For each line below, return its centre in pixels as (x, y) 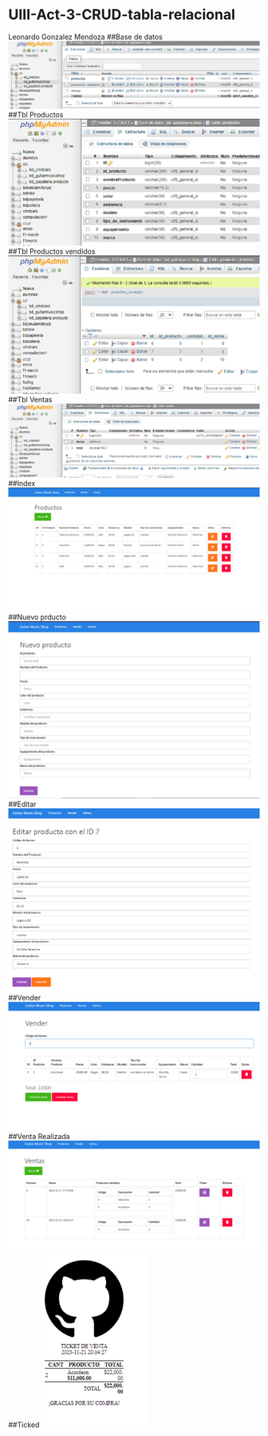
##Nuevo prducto (37, 617)
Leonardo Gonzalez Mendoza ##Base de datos (86, 37)
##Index (22, 484)
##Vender (25, 998)
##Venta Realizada (39, 1137)
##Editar (22, 804)
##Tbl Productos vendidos (52, 251)
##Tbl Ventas (30, 400)
